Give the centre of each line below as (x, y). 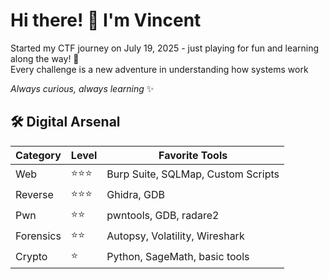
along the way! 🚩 (45, 58)
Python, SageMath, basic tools (178, 257)
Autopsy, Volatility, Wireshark (175, 236)
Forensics (38, 236)
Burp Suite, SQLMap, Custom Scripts (193, 174)
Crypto (31, 257)
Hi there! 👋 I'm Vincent (106, 20)
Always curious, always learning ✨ (82, 88)
